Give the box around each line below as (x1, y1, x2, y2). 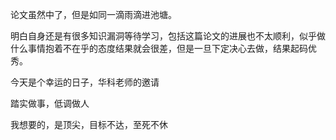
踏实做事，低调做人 (10, 98, 90, 109)
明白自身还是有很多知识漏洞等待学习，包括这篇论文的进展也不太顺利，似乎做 (10, 30, 326, 42)
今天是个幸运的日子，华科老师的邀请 (10, 76, 160, 88)
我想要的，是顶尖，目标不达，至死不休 (10, 119, 168, 130)
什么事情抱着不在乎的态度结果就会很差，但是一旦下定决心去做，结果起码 (10, 43, 308, 54)
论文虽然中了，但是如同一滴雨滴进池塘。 (10, 9, 177, 20)
